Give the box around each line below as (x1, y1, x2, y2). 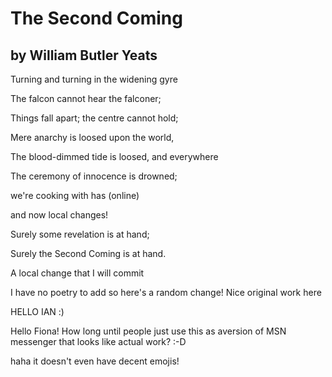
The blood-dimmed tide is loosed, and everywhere (10, 151, 219, 162)
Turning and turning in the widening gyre (10, 73, 178, 85)
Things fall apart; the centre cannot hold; (10, 112, 179, 124)
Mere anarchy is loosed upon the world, (10, 132, 175, 143)
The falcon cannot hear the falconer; (10, 93, 162, 104)
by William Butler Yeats (10, 47, 158, 64)
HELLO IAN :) (10, 306, 65, 317)
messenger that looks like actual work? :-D (10, 336, 187, 347)
